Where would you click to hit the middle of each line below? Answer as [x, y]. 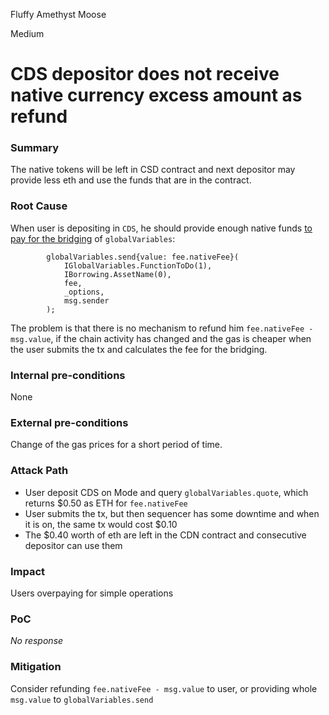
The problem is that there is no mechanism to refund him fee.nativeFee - [162, 328]
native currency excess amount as [156, 95]
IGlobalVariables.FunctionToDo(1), [138, 265]
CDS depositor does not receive [145, 74]
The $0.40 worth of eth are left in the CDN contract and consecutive [165, 535]
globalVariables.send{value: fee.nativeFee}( [143, 257]
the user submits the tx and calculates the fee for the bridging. [139, 349]
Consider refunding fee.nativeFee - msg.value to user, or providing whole [164, 688]
